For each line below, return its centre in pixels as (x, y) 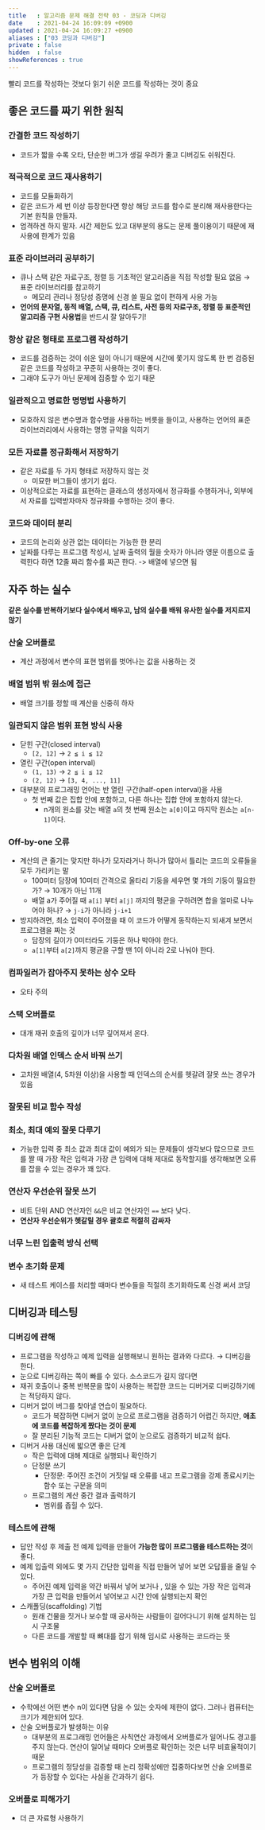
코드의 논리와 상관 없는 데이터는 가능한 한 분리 (90, 542)
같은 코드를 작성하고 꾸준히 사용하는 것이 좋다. (91, 368)
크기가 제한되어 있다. (52, 1717)
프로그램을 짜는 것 (47, 931)
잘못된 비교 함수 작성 (45, 1107)
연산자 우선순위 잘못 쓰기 (52, 1191)
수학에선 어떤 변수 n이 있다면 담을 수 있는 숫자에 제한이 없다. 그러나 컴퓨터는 (137, 1707)
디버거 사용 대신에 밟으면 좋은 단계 (73, 1445)
